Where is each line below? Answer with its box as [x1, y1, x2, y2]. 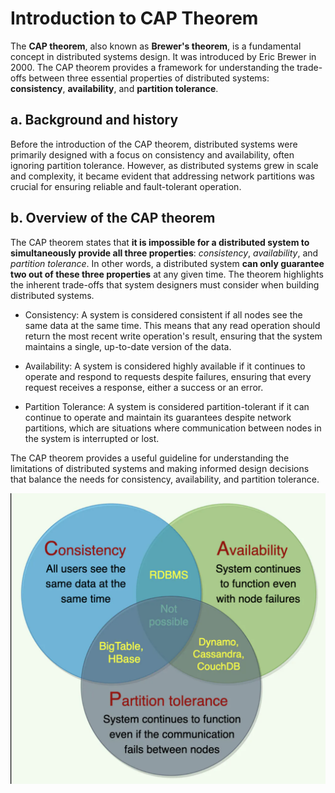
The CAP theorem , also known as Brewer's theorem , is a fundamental [10, 40, 302, 52]
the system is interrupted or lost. [24, 432, 160, 444]
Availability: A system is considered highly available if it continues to [24, 360, 306, 372]
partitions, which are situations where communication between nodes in [24, 422, 322, 434]
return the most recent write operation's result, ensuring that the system [24, 330, 323, 342]
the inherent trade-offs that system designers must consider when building [10, 278, 320, 291]
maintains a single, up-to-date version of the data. [24, 340, 232, 352]
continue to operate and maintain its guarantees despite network [24, 411, 292, 423]
